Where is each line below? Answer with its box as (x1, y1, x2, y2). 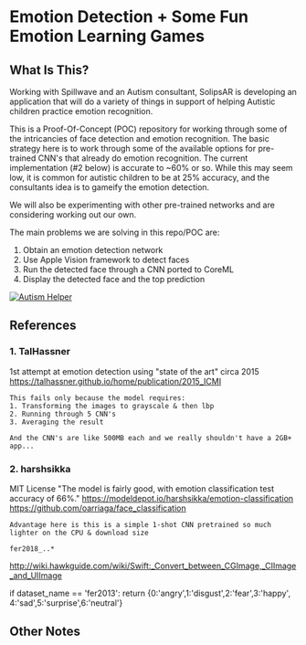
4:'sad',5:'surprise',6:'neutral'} (9, 597, 123, 608)
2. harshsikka (9, 462, 71, 475)
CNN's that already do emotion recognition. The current (37, 153, 248, 164)
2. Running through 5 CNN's (9, 409, 117, 418)
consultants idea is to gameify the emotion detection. (9, 182, 210, 193)
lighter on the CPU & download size (9, 528, 149, 537)
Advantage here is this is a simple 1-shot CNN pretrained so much (9, 520, 272, 529)
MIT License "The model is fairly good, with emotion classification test (9, 482, 275, 494)
